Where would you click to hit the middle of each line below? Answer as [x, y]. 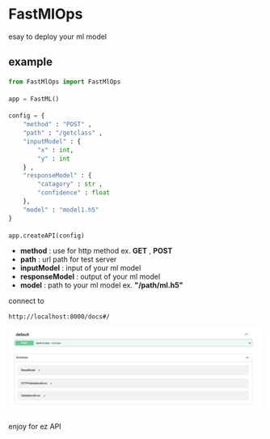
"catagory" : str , [70, 184]
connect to [26, 301]
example [31, 62]
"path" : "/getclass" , [63, 133]
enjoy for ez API [35, 426]
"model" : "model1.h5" [61, 210]
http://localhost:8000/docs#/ [59, 317]
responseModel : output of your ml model [90, 277]
